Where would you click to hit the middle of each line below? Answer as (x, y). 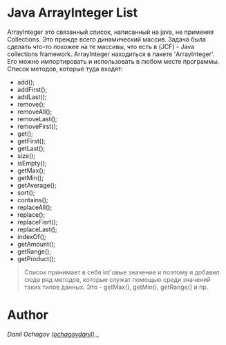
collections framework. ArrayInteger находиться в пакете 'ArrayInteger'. (111, 54)
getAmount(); (36, 244)
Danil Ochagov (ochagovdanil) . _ (53, 334)
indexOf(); (31, 236)
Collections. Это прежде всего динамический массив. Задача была (106, 39)
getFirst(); (31, 141)
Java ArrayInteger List (73, 13)
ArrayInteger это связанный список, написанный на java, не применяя (111, 32)
